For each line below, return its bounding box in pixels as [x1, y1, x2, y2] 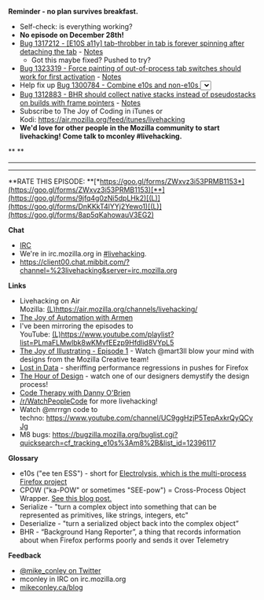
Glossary [8, 454, 39, 462]
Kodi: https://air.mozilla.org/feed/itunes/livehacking [19, 115, 185, 124]
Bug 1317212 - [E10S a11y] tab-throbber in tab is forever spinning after [19, 39, 245, 48]
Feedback [8, 550, 42, 560]
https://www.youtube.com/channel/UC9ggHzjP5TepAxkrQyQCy [46, 413, 254, 422]
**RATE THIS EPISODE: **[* [8, 177, 101, 186]
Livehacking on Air [19, 296, 80, 305]
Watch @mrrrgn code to [19, 405, 98, 414]
